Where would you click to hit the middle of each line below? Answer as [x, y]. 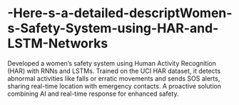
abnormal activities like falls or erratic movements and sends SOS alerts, [114, 78]
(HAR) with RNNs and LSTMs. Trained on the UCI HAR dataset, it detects [114, 71]
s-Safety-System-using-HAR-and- [113, 28]
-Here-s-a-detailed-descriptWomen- [120, 13]
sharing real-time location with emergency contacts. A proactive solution [114, 86]
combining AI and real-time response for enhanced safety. [93, 94]
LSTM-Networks [58, 44]
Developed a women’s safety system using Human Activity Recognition [112, 63]
